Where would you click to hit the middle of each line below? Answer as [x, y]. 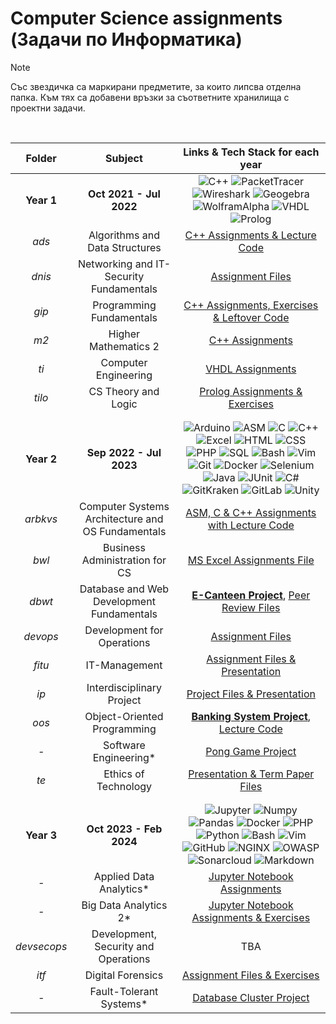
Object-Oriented [124, 716]
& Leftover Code [251, 317]
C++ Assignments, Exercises [251, 305]
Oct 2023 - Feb [124, 829]
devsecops [41, 946]
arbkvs [41, 519]
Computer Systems [124, 506]
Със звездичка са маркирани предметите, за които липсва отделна [156, 86]
